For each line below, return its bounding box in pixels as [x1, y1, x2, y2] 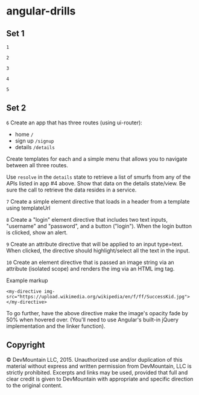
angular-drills [6, 4, 76, 18]
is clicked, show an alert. [6, 228, 68, 236]
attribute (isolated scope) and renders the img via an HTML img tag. [6, 265, 175, 272]
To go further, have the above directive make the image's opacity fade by [6, 309, 189, 316]
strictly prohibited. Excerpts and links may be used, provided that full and [6, 368, 188, 376]
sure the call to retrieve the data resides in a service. [6, 186, 137, 193]
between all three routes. [6, 161, 68, 169]
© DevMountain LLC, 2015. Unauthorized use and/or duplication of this [6, 356, 183, 363]
